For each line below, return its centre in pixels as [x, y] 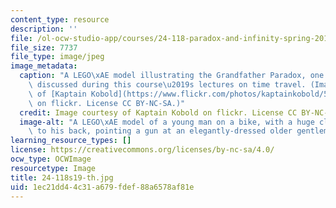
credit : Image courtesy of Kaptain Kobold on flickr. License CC [158, 112]
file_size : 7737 [44, 47]
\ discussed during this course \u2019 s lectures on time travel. [167, 85]
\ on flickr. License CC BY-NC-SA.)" [107, 103]
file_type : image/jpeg [57, 57]
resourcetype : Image [53, 168]
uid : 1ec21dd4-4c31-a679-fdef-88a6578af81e [102, 187]
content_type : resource [60, 19]
